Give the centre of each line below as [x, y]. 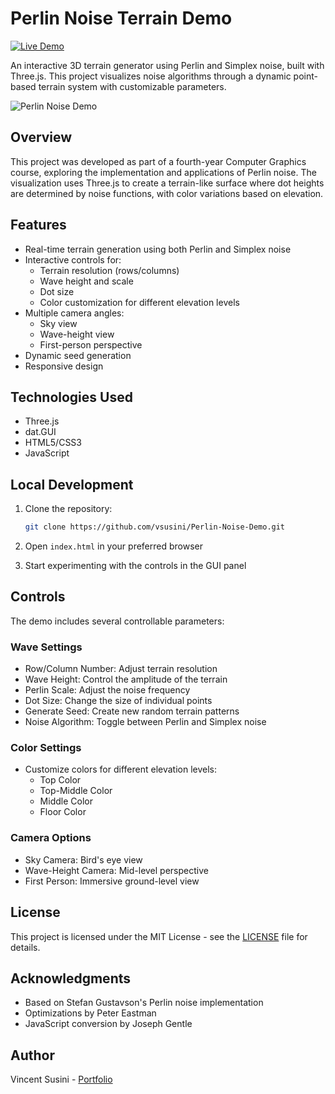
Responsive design [64, 366]
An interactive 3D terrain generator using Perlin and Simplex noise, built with [167, 65]
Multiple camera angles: [74, 313]
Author [32, 1055]
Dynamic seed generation [78, 355]
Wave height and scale [86, 281]
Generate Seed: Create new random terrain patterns [132, 711]
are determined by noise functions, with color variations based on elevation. [167, 193]
